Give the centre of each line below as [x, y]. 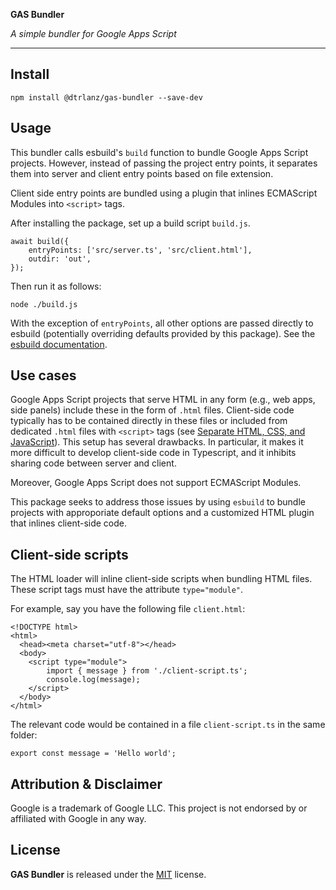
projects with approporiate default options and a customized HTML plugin [162, 513]
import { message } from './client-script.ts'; [147, 671]
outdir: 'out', [60, 259]
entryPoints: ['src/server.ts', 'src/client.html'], [140, 250]
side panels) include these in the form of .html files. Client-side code [152, 410]
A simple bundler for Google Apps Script [93, 33]
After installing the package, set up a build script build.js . [130, 223]
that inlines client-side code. [69, 523]
